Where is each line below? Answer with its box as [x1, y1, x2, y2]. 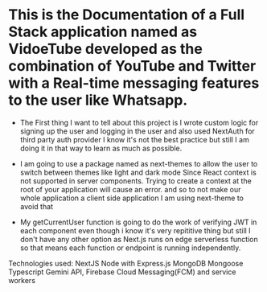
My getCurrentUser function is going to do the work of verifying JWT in [19, 217, 257, 227]
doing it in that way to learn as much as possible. [19, 143, 183, 153]
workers [8, 275, 36, 285]
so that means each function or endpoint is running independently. [19, 243, 241, 253]
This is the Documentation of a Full [8, 6, 245, 24]
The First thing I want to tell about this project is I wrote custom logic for [19, 117, 259, 127]
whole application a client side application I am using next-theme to [19, 193, 244, 203]
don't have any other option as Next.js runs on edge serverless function [19, 234, 259, 244]
